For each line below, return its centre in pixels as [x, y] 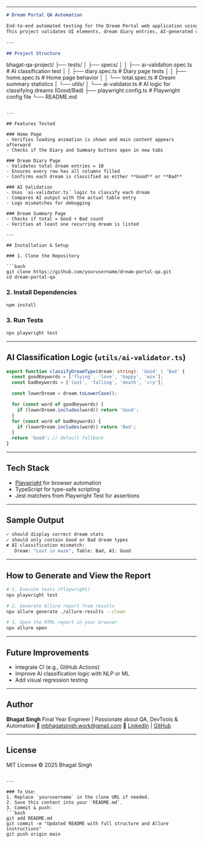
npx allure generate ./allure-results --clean [66, 612]
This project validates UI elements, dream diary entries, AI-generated [100, 31]
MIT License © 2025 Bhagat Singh [49, 764]
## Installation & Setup [37, 245]
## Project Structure [34, 53]
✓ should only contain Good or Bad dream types [67, 540]
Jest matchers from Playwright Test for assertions [77, 496]
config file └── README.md [42, 97]
